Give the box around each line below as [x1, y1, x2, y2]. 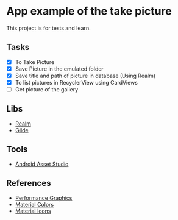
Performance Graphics [15, 194, 73, 202]
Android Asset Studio [15, 160, 69, 168]
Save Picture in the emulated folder [15, 65, 104, 73]
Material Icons [15, 207, 51, 215]
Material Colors [15, 200, 54, 208]
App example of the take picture [6, 4, 172, 18]
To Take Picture [15, 58, 55, 65]
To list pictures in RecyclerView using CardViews [15, 79, 138, 86]
